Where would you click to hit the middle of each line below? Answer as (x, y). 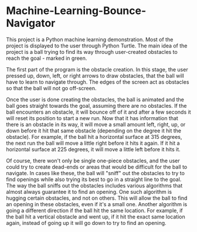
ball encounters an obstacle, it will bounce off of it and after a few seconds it (98, 112)
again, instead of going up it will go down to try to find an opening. (86, 223)
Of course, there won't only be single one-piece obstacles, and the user (93, 161)
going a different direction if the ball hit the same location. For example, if (94, 210)
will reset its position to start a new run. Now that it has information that (92, 118)
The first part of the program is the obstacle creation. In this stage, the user (97, 69)
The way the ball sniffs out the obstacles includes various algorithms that (94, 185)
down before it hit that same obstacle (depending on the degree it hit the (94, 131)
